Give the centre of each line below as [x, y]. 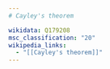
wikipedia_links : [38, 45]
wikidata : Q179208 [39, 30]
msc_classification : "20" [52, 38]
